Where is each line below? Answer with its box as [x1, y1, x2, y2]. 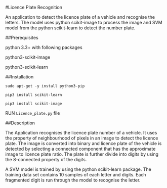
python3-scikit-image [5, 54, 51, 60]
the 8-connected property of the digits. [5, 157, 87, 162]
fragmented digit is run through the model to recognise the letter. [5, 177, 141, 183]
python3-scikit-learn [5, 64, 48, 70]
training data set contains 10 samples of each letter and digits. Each [5, 172, 146, 177]
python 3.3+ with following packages [5, 44, 82, 50]
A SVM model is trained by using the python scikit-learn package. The [5, 166, 152, 172]
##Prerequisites [5, 35, 39, 40]
